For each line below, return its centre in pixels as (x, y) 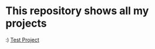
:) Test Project (22, 40)
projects (26, 23)
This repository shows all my (77, 11)
